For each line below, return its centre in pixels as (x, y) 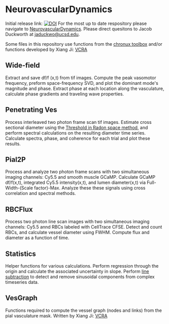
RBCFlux (19, 209)
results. (13, 144)
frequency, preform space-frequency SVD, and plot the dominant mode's (82, 83)
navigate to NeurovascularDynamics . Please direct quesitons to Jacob (79, 28)
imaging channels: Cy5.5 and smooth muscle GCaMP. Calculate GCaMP (80, 177)
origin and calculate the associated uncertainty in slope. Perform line (77, 271)
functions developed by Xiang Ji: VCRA (46, 49)
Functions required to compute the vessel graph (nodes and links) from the (84, 310)
